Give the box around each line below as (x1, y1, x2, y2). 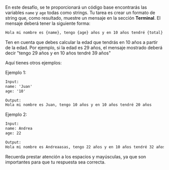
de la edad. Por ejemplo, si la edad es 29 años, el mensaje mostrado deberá (5, 44, 162, 50)
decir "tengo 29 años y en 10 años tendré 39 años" (5, 50, 111, 56)
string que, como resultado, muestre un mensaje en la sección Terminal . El (5, 15, 161, 21)
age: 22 (5, 131, 22, 136)
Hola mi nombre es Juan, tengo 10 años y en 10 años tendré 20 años (5, 102, 152, 107)
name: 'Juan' (5, 84, 33, 89)
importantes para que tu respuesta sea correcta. (5, 159, 106, 165)
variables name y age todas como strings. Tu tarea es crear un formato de (5, 10, 155, 16)
